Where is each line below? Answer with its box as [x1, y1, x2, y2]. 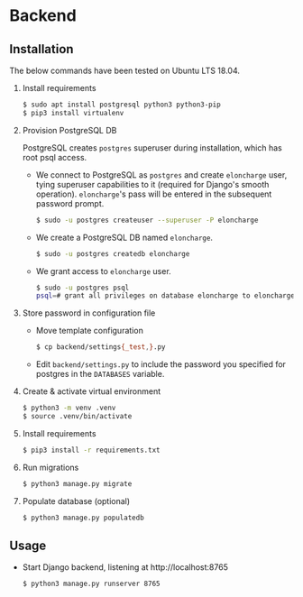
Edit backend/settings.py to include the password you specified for [35, 359, 287, 370]
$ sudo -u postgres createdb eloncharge [35, 249, 190, 258]
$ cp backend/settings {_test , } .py [35, 343, 166, 352]
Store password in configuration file [22, 308, 156, 318]
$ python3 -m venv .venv [22, 403, 116, 413]
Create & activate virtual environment [22, 386, 161, 397]
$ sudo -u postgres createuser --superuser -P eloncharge [35, 216, 259, 225]
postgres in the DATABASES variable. [35, 369, 165, 380]
